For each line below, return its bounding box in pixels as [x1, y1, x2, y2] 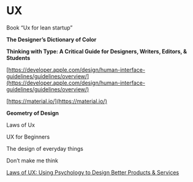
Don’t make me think [6, 157, 59, 164]
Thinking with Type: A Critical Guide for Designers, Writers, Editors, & [6, 47, 187, 55]
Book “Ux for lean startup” [6, 24, 73, 31]
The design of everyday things [6, 145, 84, 152]
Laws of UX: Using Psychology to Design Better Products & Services [6, 169, 180, 176]
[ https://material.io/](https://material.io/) [6, 97, 107, 105]
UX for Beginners [6, 133, 50, 140]
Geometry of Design [6, 109, 59, 116]
